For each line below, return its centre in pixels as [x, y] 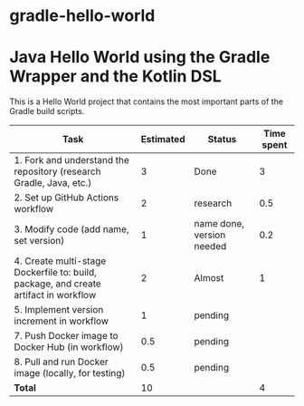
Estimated [163, 140]
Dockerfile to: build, [55, 273]
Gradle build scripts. [47, 111]
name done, [219, 224]
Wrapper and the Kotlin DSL [115, 77]
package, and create [57, 284]
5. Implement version [59, 310]
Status [222, 140]
